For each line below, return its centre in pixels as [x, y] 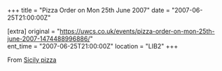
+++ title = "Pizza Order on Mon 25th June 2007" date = [89, 10]
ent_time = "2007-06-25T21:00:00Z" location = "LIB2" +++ [93, 46]
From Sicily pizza [32, 60]
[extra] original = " [34, 31]
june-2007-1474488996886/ [49, 39]
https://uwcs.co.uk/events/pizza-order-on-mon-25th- [137, 31]
